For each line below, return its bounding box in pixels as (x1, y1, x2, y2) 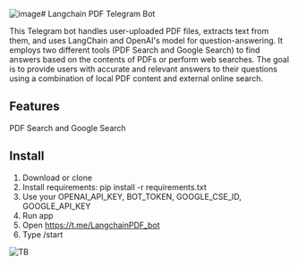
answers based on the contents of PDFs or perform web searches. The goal (9, 54, 289, 64)
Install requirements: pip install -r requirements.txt (21, 181, 208, 192)
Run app (21, 210, 54, 220)
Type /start (21, 228, 64, 240)
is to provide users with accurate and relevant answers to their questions (9, 63, 277, 74)
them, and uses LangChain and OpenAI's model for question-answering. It (9, 36, 284, 46)
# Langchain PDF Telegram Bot (40, 9, 156, 19)
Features (9, 99, 60, 114)
